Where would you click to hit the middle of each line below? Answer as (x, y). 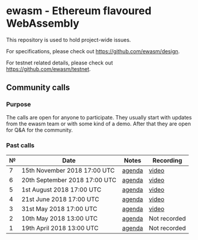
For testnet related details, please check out (60, 63)
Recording (168, 160)
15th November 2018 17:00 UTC (68, 170)
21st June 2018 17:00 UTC (60, 199)
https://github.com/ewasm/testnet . (48, 69)
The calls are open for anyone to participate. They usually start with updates (99, 117)
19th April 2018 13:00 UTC (60, 228)
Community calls (38, 88)
